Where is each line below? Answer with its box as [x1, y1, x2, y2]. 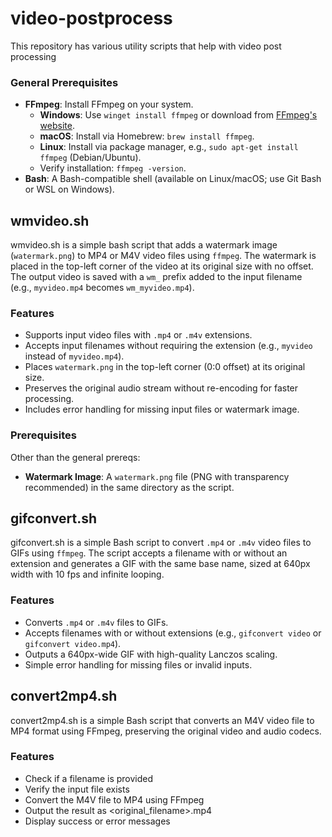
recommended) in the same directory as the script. [24, 481, 235, 493]
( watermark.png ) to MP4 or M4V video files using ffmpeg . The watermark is [10, 250, 317, 262]
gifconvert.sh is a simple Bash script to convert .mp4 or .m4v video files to [10, 537, 312, 549]
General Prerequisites [10, 75, 119, 89]
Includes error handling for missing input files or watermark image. [24, 403, 300, 416]
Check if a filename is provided [24, 772, 154, 784]
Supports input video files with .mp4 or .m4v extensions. [24, 329, 253, 341]
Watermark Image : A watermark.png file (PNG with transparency [24, 470, 290, 482]
